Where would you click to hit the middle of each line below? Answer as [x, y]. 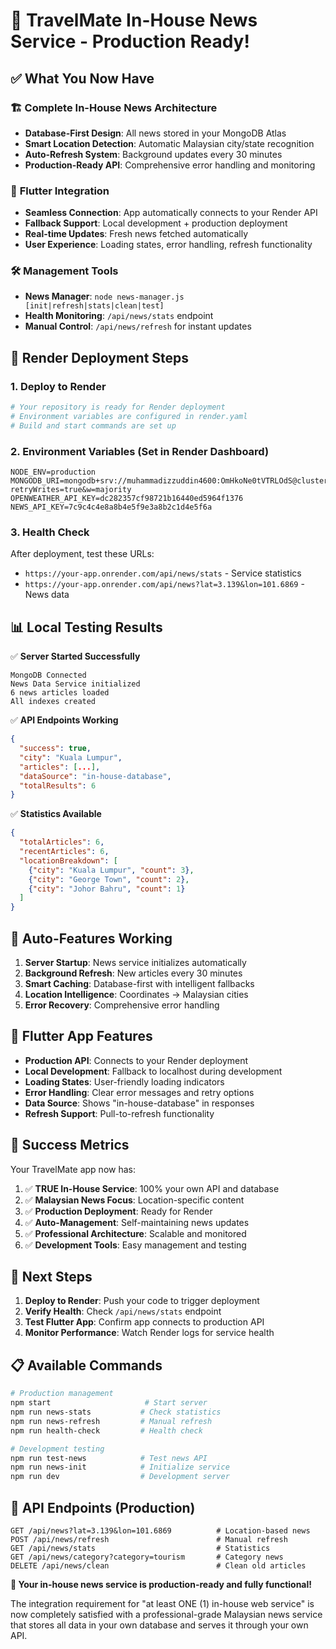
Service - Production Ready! [130, 41]
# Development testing [57, 1449]
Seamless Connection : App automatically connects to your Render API [171, 213]
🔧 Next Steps [51, 1277]
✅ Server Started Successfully [75, 656]
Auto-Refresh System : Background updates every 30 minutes [153, 154]
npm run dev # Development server [120, 1477]
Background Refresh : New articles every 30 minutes [133, 973]
